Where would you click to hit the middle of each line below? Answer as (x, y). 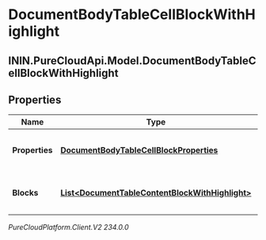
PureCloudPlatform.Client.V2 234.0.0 (68, 227)
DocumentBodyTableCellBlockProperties (139, 150)
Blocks (25, 193)
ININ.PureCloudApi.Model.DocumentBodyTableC (132, 61)
